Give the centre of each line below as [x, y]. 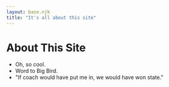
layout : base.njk [28, 12]
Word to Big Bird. [36, 71]
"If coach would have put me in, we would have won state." [89, 77]
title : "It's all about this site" [51, 18]
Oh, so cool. [30, 64]
